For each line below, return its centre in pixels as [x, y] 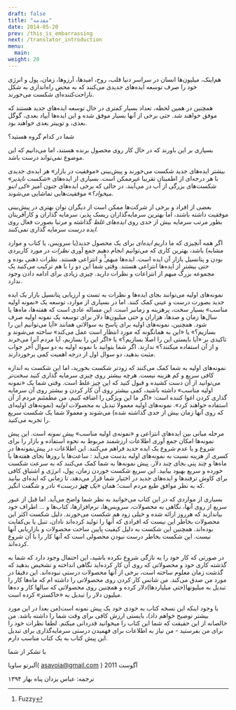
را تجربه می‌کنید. [29, 420]
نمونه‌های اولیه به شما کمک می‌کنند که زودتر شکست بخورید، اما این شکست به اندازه [117, 368]
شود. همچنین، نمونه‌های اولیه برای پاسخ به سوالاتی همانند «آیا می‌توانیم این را [107, 325]
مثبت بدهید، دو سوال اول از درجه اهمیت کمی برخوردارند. [82, 354]
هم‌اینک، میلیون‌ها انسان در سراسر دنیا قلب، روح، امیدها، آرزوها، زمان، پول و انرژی [114, 79]
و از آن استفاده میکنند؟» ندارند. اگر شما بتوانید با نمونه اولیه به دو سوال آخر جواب [113, 347]
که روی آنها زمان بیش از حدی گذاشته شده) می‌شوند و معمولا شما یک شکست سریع [116, 412]
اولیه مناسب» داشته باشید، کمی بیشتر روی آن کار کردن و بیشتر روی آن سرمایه [110, 390]
